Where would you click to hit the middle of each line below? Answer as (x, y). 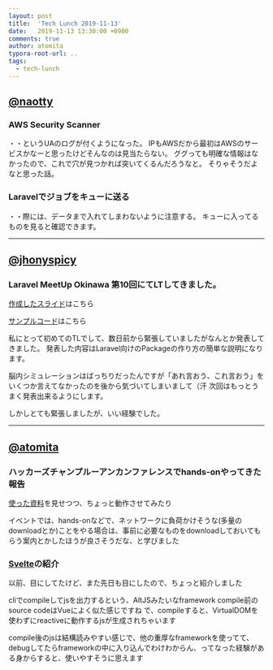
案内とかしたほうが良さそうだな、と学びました (101, 541)
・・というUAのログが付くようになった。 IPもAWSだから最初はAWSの (126, 144)
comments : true (34, 39)
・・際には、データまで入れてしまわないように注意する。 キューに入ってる (134, 216)
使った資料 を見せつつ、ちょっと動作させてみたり (90, 504)
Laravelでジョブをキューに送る (69, 197)
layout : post (30, 16)
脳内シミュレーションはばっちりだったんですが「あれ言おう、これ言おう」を (136, 376)
